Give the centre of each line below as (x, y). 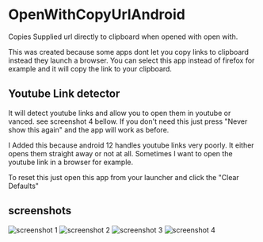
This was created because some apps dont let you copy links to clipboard (129, 52)
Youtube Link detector (64, 94)
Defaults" (24, 186)
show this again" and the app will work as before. (89, 129)
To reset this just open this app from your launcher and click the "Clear (124, 177)
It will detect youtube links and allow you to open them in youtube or (120, 113)
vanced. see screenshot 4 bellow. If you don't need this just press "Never (128, 121)
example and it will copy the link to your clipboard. (90, 68)
